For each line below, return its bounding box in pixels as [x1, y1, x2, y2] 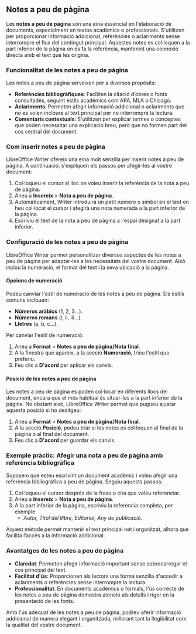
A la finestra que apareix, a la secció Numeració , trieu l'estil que [14, 349, 170, 356]
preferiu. [14, 355, 36, 362]
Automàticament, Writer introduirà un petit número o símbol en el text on [14, 199, 189, 206]
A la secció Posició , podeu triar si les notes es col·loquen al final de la [14, 424, 183, 431]
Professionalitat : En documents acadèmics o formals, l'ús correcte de [14, 585, 184, 592]
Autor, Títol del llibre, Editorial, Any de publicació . [23, 514, 142, 521]
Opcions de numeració [6, 277, 63, 284]
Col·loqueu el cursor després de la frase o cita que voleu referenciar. [14, 489, 180, 497]
